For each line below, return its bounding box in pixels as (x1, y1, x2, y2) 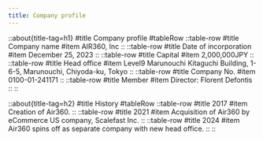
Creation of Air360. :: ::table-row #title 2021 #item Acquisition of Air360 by (8, 107, 250, 117)
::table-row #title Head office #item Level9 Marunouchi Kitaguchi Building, (8, 58, 249, 68)
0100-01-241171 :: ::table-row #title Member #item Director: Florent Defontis (8, 75, 253, 84)
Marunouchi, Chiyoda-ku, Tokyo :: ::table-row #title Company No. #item (23, 66, 256, 76)
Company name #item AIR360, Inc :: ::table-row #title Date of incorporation (8, 41, 252, 51)
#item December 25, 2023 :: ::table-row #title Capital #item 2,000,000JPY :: (8, 50, 254, 59)
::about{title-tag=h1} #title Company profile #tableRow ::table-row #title (8, 33, 239, 43)
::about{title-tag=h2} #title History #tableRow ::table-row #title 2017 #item (8, 98, 248, 108)
